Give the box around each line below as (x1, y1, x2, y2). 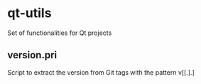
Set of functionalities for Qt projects (7, 28, 112, 37)
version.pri (7, 49, 58, 61)
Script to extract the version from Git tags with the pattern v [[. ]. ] (7, 68, 195, 76)
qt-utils (7, 5, 52, 21)
